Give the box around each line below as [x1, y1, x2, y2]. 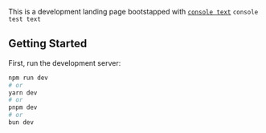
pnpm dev [8, 103, 38, 111]
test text [8, 15, 42, 23]
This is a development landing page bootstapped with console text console [8, 7, 259, 16]
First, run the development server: [8, 58, 121, 67]
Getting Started [8, 37, 88, 50]
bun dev [8, 119, 35, 127]
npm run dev [8, 74, 48, 82]
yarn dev [8, 88, 38, 97]
